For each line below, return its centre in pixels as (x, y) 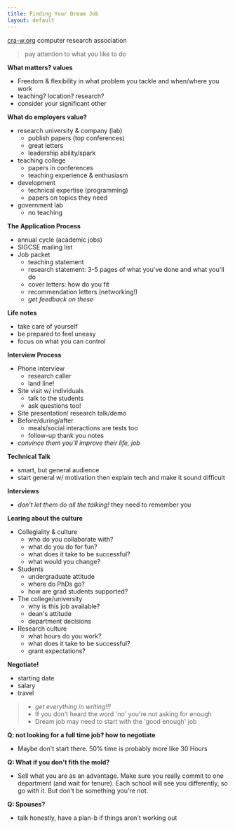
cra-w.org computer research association (67, 40)
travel (26, 693)
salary (26, 685)
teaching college (41, 160)
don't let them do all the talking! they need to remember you (104, 505)
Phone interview (41, 368)
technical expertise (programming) (78, 190)
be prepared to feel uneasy (56, 334)
